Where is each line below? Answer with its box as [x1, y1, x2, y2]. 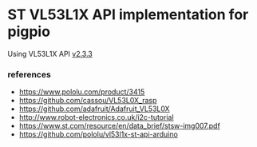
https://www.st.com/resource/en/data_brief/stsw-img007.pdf [18, 121, 220, 131]
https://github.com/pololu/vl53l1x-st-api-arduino [18, 129, 179, 139]
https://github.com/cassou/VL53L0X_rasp [18, 96, 157, 105]
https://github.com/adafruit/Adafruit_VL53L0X [18, 104, 170, 113]
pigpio [7, 22, 51, 41]
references [7, 69, 51, 80]
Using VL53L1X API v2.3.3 [7, 49, 93, 58]
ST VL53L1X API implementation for [7, 6, 249, 24]
